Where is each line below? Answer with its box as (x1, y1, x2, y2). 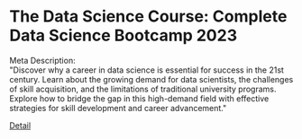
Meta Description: (9, 55, 76, 65)
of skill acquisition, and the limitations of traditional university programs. (9, 83, 277, 94)
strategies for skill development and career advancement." (9, 102, 227, 113)
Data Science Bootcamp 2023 (9, 25, 237, 46)
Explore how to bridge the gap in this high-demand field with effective (9, 92, 270, 104)
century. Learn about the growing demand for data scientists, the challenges (9, 74, 294, 84)
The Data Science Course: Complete (9, 6, 288, 27)
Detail (9, 119, 32, 131)
